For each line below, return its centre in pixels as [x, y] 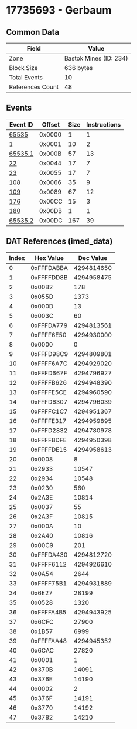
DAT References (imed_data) [59, 242]
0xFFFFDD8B [49, 277]
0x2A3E [42, 497]
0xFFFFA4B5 [49, 612]
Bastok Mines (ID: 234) [96, 58]
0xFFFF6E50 [49, 335]
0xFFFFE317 [49, 421]
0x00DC [51, 220]
